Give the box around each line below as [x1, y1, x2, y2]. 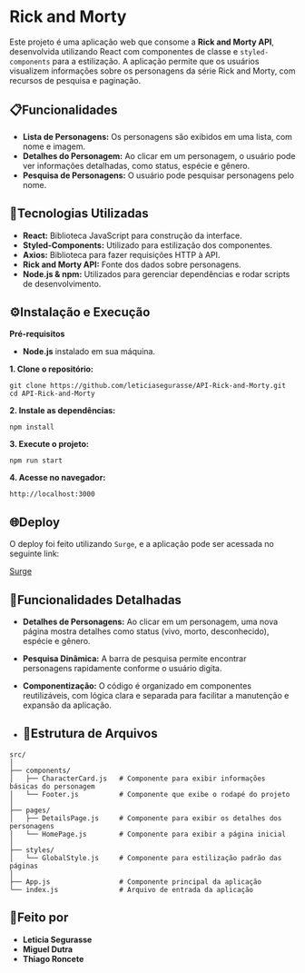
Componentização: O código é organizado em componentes [22, 680, 252, 691]
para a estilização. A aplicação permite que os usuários [52, 55, 260, 66]
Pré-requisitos [9, 329, 65, 340]
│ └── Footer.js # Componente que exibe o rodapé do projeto [9, 789, 290, 799]
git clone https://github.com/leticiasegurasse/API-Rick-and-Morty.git [9, 382, 286, 391]
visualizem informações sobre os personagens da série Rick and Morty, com [9, 65, 297, 76]
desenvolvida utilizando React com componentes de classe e [9, 45, 239, 56]
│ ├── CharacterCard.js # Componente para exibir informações [9, 774, 266, 783]
